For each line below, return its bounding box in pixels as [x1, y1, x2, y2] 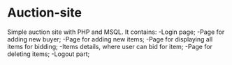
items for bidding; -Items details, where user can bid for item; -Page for [7, 42, 213, 50]
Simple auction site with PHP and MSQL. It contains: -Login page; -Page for [7, 28, 225, 36]
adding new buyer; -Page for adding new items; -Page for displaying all [7, 35, 213, 43]
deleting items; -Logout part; [7, 50, 90, 58]
